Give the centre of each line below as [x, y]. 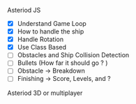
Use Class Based [42, 47]
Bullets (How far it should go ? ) [62, 63]
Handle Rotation [40, 39]
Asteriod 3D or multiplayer [45, 93]
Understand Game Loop [52, 23]
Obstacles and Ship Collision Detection [73, 55]
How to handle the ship [51, 31]
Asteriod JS [24, 10]
